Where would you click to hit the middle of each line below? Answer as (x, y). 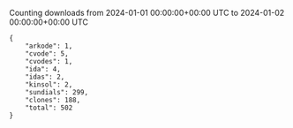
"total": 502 (49, 108)
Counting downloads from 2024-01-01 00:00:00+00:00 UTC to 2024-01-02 (147, 13)
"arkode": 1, (49, 46)
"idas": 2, (45, 77)
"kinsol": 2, (49, 85)
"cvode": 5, (47, 54)
